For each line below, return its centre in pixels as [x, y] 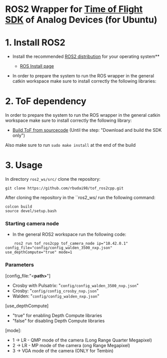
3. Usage [24, 165]
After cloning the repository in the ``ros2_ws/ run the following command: [80, 197]
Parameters [19, 265]
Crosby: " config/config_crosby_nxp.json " [55, 291]
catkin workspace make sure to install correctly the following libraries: [84, 81]
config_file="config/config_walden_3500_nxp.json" [59, 248]
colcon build [19, 207]
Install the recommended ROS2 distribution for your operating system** [86, 56]
